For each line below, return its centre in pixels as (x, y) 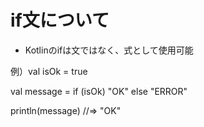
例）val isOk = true (49, 71)
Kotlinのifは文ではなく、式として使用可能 (109, 50)
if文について (60, 20)
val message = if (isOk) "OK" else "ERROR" (99, 91)
